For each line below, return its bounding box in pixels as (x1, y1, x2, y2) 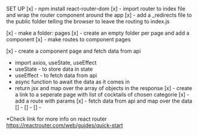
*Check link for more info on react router (6, 115, 107, 122)
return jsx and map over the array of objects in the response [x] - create (14, 85, 193, 92)
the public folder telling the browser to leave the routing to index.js (6, 18, 170, 25)
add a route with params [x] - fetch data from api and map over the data (14, 97, 193, 104)
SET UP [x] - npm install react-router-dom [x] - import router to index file (6, 5, 185, 12)
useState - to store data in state (14, 65, 93, 73)
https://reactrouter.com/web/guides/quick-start (6, 122, 123, 128)
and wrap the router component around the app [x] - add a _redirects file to (6, 11, 193, 19)
